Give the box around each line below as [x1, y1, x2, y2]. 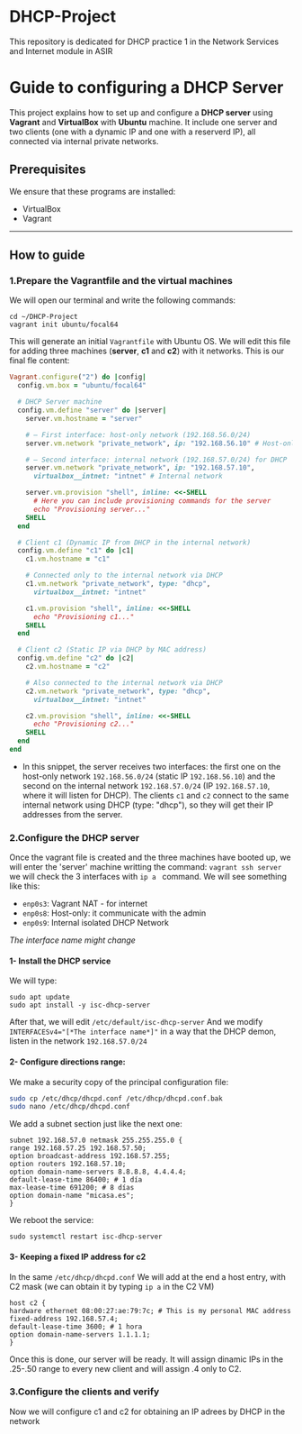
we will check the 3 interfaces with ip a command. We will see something [9, 872, 288, 882]
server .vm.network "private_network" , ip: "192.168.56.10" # [25, 439, 259, 448]
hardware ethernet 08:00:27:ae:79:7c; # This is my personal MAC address [9, 1306, 292, 1315]
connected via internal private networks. [9, 135, 159, 146]
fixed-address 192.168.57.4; [9, 1314, 119, 1323]
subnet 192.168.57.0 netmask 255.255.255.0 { [9, 1136, 182, 1146]
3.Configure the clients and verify [9, 1385, 160, 1398]
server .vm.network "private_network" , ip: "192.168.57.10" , [25, 463, 255, 472]
